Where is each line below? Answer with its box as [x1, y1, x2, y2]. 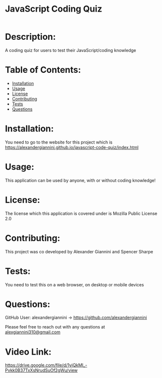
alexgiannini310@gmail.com [5, 329, 60, 335]
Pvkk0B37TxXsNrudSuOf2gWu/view [5, 367, 78, 373]
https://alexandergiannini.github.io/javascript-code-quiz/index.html [5, 144, 139, 150]
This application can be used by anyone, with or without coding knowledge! [5, 177, 156, 183]
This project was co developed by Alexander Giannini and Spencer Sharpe [5, 248, 153, 254]
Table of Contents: [5, 65, 81, 76]
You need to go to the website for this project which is [5, 139, 113, 145]
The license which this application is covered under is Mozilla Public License [5, 210, 158, 216]
